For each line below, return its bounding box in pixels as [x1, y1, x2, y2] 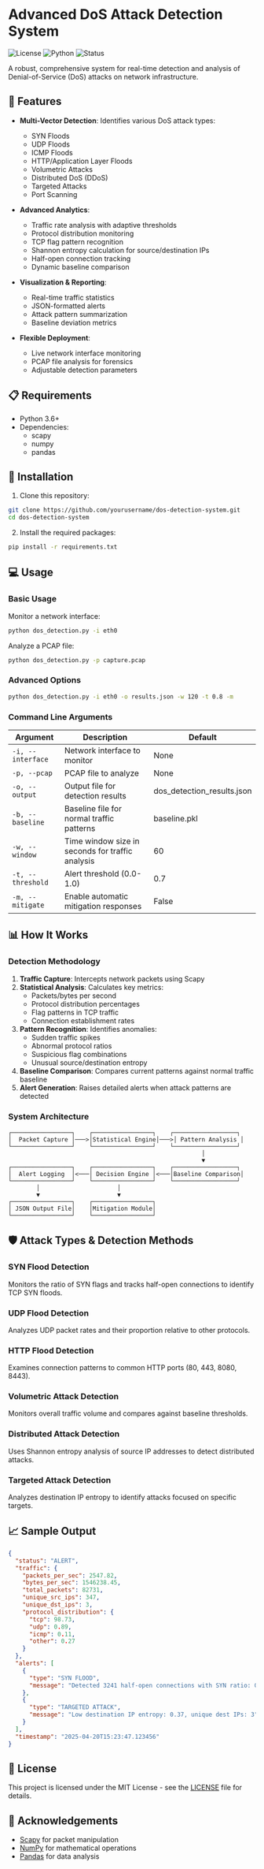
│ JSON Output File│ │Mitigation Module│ [8, 1204, 156, 1212]
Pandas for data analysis [19, 1852, 100, 1861]
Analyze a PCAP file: [8, 641, 75, 650]
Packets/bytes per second [31, 991, 116, 1000]
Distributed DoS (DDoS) [31, 173, 108, 182]
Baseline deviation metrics [31, 318, 117, 327]
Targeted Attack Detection [8, 1474, 112, 1485]
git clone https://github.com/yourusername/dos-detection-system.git [8, 506, 241, 514]
